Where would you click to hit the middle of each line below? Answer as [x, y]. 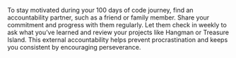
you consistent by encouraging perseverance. [74, 47]
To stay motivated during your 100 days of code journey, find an [100, 10]
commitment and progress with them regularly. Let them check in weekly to [117, 25]
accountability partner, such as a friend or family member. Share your [108, 17]
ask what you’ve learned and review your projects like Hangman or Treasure [118, 32]
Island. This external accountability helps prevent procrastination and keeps [118, 40]
